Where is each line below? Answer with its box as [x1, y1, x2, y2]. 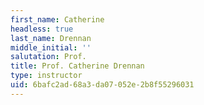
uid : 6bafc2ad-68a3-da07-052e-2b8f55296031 [10, 80, 195, 90]
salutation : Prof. [10, 52, 87, 62]
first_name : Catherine [10, 14, 105, 25]
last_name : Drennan [10, 33, 92, 43]
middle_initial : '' [10, 42, 92, 53]
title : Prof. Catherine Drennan [10, 61, 145, 71]
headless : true [10, 24, 74, 34]
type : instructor [10, 71, 83, 81]
